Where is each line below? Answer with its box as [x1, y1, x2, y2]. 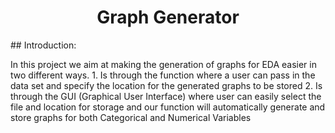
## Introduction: [10, 39, 77, 51]
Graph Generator [96, 6, 240, 29]
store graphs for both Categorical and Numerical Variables [10, 111, 252, 123]
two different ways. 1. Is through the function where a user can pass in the [10, 69, 316, 81]
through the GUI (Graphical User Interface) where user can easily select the [10, 90, 322, 102]
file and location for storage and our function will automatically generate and [10, 101, 326, 113]
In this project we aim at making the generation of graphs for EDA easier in [10, 58, 317, 70]
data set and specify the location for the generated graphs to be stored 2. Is [10, 79, 323, 91]
